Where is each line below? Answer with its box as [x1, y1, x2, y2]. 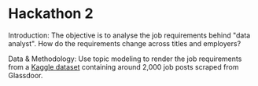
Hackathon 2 [8, 5, 94, 23]
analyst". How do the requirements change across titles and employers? [8, 38, 241, 48]
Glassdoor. [8, 70, 43, 80]
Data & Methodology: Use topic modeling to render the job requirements [8, 54, 242, 63]
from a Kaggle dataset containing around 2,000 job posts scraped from [8, 62, 239, 71]
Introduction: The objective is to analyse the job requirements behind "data [8, 30, 251, 40]
